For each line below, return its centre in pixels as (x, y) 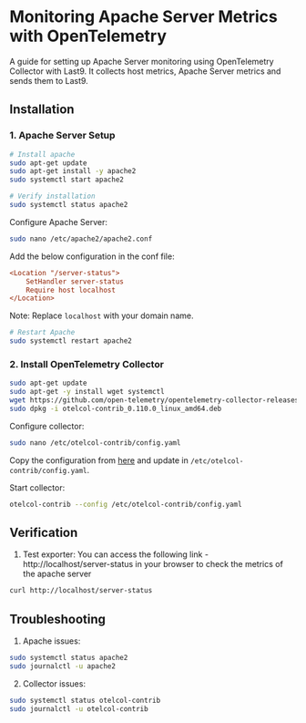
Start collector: (37, 487)
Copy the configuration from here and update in (99, 460)
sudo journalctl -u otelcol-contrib (79, 708)
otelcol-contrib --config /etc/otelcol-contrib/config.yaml (126, 504)
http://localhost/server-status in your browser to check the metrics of (153, 564)
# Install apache (42, 154)
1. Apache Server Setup (62, 136)
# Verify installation (52, 196)
